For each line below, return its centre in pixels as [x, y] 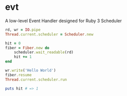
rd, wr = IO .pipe [23, 30]
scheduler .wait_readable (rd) [44, 52]
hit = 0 [13, 43]
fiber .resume [18, 75]
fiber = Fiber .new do [27, 48]
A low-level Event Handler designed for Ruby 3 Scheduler [63, 21]
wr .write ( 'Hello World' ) [31, 70]
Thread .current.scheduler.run [36, 80]
